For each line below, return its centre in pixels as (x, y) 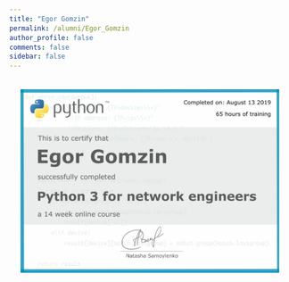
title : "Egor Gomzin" (50, 19)
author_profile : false (51, 37)
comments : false (39, 47)
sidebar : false (37, 57)
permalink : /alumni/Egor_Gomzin (69, 28)
